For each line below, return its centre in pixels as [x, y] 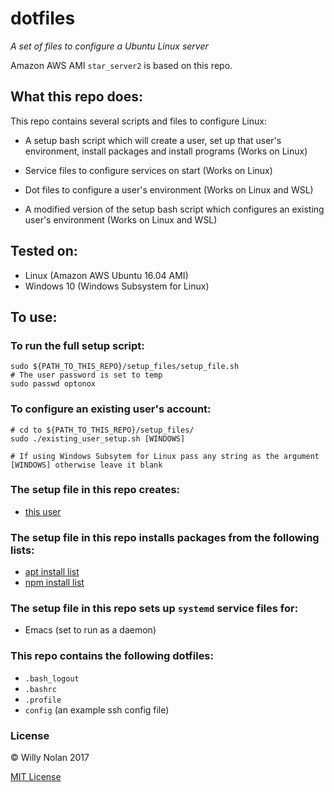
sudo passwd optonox [53, 384]
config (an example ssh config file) [97, 709]
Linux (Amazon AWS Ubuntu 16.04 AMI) [106, 275]
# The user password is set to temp [86, 375]
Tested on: [44, 251]
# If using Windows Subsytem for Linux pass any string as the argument [165, 456]
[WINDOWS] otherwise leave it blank [86, 465]
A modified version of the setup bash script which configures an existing [174, 209]
